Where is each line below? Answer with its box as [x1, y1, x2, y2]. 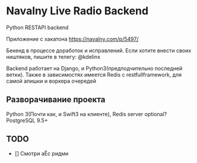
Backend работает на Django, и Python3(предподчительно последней [6, 64, 183, 72]
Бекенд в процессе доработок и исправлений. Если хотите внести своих [6, 46, 192, 54]
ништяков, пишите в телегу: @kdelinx [6, 53, 101, 60]
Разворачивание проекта [6, 95, 106, 105]
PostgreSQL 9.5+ [6, 117, 49, 124]
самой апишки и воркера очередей [6, 77, 97, 84]
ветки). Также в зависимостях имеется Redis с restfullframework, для [6, 71, 182, 78]
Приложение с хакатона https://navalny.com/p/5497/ [6, 35, 139, 42]
